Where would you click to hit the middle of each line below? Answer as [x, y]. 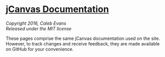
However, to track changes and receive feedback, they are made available [83, 43]
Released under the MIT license [39, 28]
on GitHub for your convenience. [40, 49]
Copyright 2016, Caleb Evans [36, 23]
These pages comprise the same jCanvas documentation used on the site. [83, 38]
